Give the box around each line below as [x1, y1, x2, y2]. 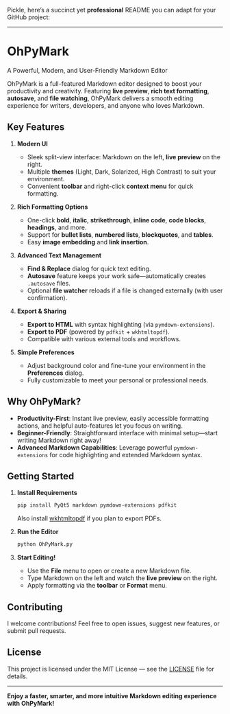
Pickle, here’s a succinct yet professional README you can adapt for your [7, 6, 216, 14]
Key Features [7, 122, 65, 133]
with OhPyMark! [7, 699, 55, 707]
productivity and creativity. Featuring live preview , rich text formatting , [7, 87, 209, 95]
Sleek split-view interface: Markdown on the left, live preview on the [27, 152, 221, 161]
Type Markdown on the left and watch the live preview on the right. [27, 574, 218, 582]
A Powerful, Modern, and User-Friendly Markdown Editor [7, 66, 168, 74]
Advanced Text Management [16, 251, 101, 260]
